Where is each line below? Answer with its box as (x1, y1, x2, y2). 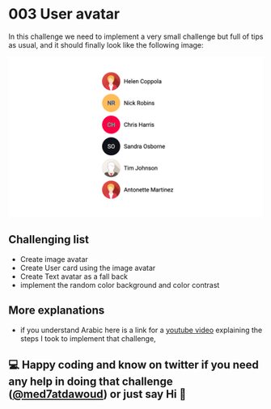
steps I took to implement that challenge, (19, 333, 156, 344)
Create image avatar (19, 254, 89, 264)
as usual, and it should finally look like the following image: (8, 40, 204, 49)
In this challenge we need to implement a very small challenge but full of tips (8, 32, 264, 41)
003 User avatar (8, 5, 120, 23)
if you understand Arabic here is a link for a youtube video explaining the (19, 325, 263, 335)
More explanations (8, 304, 105, 318)
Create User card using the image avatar (19, 263, 156, 272)
